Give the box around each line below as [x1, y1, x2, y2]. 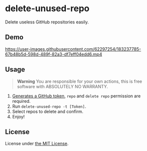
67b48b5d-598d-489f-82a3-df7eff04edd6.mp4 [5, 51, 103, 57]
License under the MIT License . [5, 141, 69, 147]
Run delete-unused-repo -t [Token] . [12, 103, 86, 109]
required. [12, 98, 31, 104]
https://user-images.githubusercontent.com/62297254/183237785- [5, 46, 142, 52]
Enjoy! [12, 113, 25, 119]
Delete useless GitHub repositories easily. [5, 19, 89, 25]
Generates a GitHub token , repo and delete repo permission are [12, 93, 141, 99]
